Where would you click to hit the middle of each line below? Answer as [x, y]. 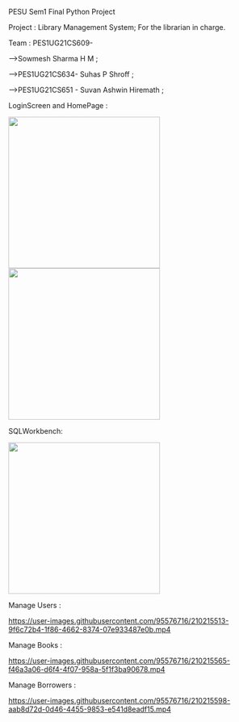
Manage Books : [36, 645]
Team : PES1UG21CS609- [51, 43]
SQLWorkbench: [36, 431]
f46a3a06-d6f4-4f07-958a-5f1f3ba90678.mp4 [87, 669]
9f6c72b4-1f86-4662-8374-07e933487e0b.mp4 [90, 630]
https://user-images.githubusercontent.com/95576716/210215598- [119, 701]
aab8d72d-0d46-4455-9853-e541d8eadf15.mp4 [90, 709]
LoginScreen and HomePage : [58, 105]
